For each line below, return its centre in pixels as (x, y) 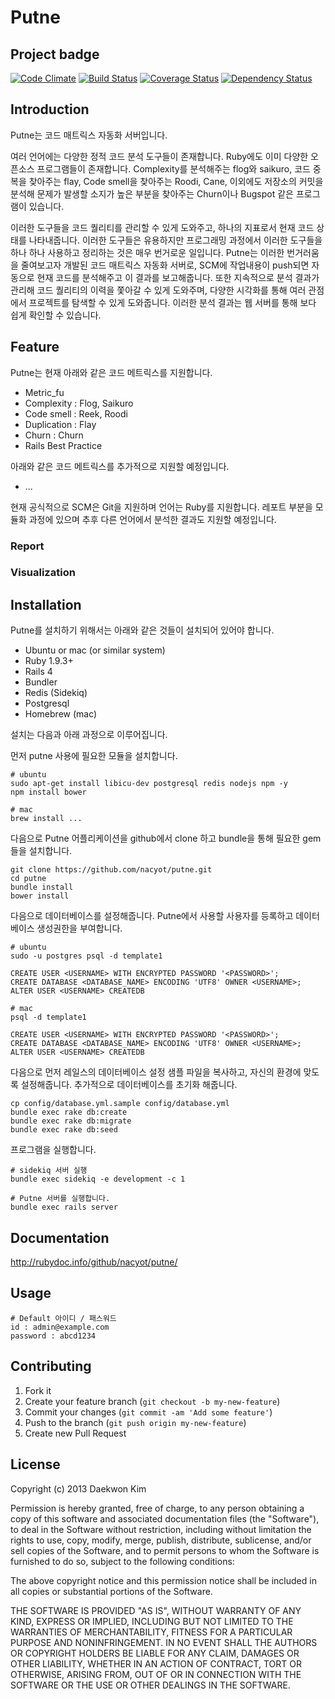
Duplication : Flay (60, 424)
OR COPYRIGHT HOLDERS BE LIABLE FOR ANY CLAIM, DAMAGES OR (155, 1653)
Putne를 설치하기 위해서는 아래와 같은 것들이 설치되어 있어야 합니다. (142, 630)
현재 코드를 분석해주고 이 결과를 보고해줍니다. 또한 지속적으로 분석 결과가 (178, 277)
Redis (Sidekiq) (56, 693)
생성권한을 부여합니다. (79, 928)
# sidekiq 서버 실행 (49, 1171)
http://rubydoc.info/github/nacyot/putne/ (94, 1262)
